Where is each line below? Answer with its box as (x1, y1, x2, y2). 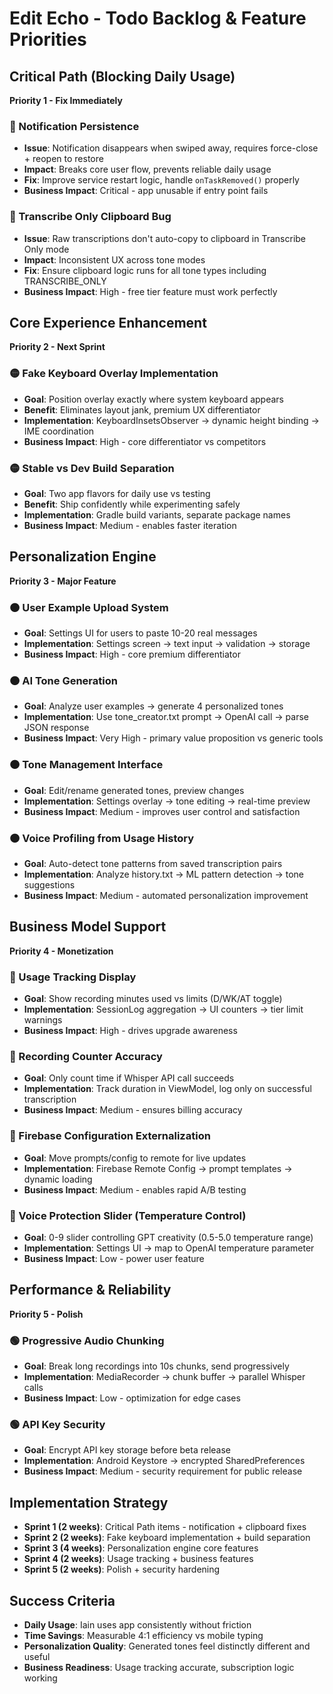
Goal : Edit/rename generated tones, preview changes (23, 784, 245, 796)
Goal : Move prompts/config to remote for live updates (23, 1152, 247, 1164)
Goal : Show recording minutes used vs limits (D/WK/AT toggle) (23, 993, 283, 1005)
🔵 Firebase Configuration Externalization (9, 1129, 211, 1143)
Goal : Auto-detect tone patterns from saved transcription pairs (23, 858, 283, 869)
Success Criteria (9, 1592, 116, 1609)
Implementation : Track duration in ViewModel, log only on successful (23, 1083, 312, 1095)
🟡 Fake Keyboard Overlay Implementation (9, 367, 219, 381)
